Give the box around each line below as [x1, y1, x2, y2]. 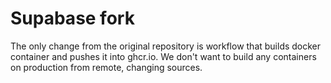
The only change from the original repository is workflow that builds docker [10, 40, 322, 52]
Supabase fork [10, 7, 135, 30]
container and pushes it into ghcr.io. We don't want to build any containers [10, 50, 317, 62]
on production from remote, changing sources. [10, 61, 203, 73]
